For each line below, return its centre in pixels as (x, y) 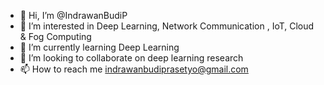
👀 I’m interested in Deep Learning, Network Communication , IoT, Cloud (167, 26)
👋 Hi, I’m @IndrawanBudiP (73, 15)
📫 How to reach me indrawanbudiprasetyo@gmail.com (134, 69)
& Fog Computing (55, 36)
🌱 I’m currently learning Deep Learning (99, 47)
